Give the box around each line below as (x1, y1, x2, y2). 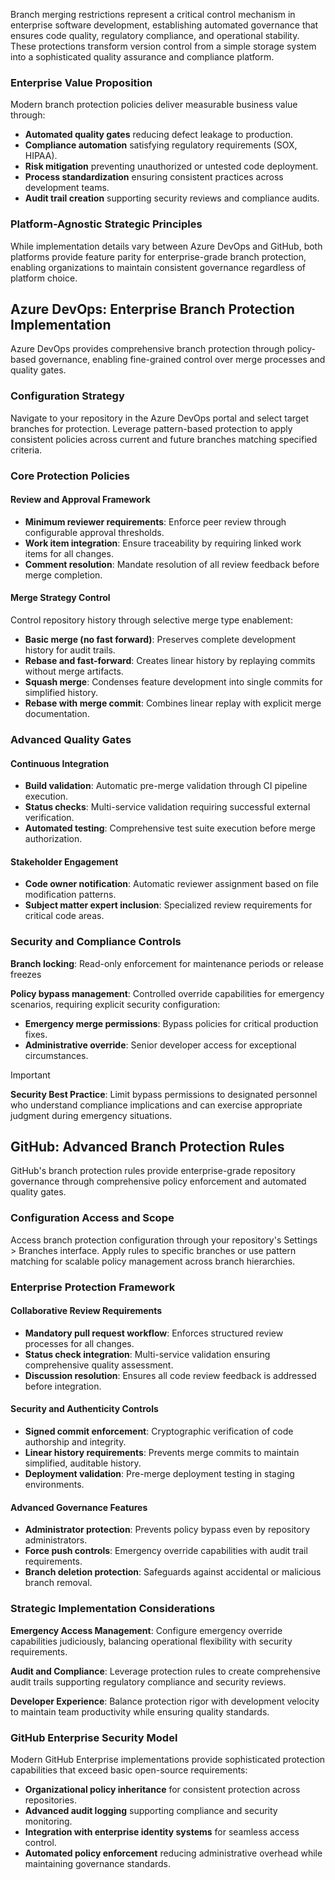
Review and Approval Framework (10, 494, 151, 506)
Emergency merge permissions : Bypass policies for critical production (24, 1017, 319, 1029)
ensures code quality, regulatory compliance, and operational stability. (10, 30, 300, 41)
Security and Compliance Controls (10, 935, 182, 949)
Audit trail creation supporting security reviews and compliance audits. (24, 192, 320, 204)
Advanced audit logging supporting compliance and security (24, 1804, 278, 1816)
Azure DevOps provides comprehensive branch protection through (10, 343, 285, 355)
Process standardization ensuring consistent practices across (24, 171, 284, 183)
